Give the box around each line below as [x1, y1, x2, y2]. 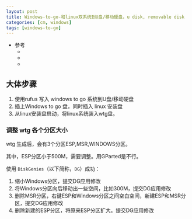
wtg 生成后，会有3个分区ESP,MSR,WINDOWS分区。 [6, 141, 131, 148]
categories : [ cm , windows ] [6, 19, 72, 25]
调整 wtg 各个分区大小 [6, 126, 68, 134]
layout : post [6, 8, 38, 15]
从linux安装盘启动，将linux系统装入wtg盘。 [14, 110, 118, 117]
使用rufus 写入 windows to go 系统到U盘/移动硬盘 [14, 96, 134, 103]
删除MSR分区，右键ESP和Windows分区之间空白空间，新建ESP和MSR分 [14, 192, 186, 199]
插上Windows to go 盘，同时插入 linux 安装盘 [14, 103, 123, 110]
